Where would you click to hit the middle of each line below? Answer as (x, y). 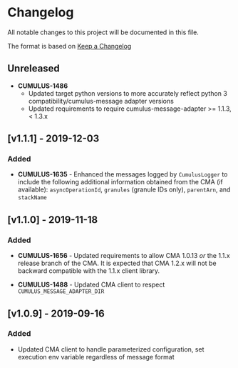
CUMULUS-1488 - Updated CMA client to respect (91, 285)
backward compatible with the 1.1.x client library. (89, 271)
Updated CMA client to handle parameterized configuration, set (111, 349)
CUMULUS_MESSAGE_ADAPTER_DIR (61, 292)
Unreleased (34, 69)
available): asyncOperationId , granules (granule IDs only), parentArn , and (124, 189)
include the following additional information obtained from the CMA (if (120, 182)
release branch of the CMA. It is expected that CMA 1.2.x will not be (117, 263)
